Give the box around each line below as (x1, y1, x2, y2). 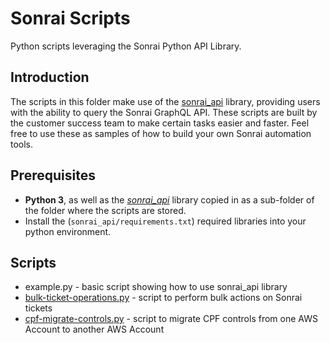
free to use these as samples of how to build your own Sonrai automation (10, 127, 312, 139)
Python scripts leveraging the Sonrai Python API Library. (10, 40, 242, 52)
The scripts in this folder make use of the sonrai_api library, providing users (10, 95, 321, 107)
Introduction (10, 69, 90, 86)
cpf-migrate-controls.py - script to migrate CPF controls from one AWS (24, 313, 318, 325)
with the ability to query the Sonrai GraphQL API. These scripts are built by (10, 106, 318, 118)
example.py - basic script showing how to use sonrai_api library (24, 281, 288, 293)
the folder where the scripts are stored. (24, 204, 187, 216)
